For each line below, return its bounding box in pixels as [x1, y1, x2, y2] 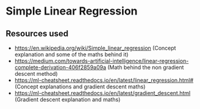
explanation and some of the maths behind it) [14, 51, 129, 58]
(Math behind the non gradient [107, 64, 184, 71]
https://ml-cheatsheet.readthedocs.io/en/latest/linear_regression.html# [14, 77, 194, 84]
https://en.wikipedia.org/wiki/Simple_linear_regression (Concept [14, 44, 176, 51]
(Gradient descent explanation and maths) [14, 96, 121, 103]
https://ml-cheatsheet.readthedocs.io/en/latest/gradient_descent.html [14, 90, 191, 96]
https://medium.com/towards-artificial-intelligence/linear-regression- [14, 58, 189, 64]
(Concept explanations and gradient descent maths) [14, 83, 146, 90]
